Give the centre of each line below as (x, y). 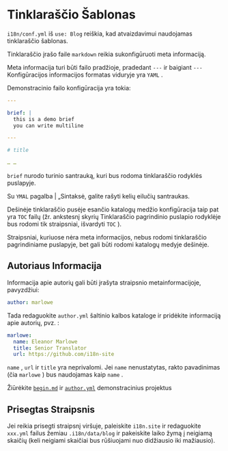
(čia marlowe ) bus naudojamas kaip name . (65, 375)
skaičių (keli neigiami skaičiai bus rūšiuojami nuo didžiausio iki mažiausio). (111, 441)
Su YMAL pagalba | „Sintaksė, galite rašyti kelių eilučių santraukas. (98, 196)
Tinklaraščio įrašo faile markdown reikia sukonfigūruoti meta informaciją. (106, 54)
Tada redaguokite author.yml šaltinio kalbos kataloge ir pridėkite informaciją (114, 315)
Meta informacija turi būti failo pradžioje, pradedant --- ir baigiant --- (105, 67)
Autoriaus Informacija (55, 266)
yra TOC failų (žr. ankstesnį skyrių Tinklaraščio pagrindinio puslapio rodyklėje (114, 217)
